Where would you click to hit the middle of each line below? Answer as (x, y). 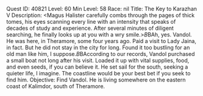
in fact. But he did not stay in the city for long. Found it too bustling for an (98, 47)
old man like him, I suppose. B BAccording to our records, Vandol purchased (101, 54)
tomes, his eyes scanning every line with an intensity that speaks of (91, 22)
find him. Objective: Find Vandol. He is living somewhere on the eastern (96, 80)
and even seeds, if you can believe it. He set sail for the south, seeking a (97, 67)
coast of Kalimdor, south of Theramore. (56, 86)
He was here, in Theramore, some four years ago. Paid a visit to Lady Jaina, (101, 41)
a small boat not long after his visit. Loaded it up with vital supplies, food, (98, 60)
